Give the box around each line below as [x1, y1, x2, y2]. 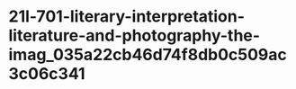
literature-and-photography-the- [8, 25, 261, 46]
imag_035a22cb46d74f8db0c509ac [8, 45, 287, 65]
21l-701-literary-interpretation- [8, 6, 245, 27]
